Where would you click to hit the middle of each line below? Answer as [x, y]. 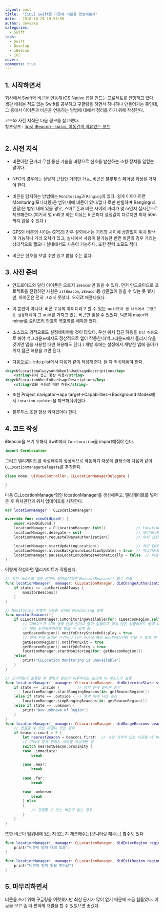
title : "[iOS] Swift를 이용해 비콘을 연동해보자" [51, 14]
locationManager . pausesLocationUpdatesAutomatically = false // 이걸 [86, 555]
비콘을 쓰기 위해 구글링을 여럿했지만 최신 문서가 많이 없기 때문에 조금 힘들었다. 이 [82, 899]
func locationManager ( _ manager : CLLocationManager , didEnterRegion [76, 843]
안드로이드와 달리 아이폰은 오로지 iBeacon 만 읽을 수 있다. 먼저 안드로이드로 [83, 285]
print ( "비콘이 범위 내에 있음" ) [42, 848]
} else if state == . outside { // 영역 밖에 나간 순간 [65, 696]
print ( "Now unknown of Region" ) [56, 710]
